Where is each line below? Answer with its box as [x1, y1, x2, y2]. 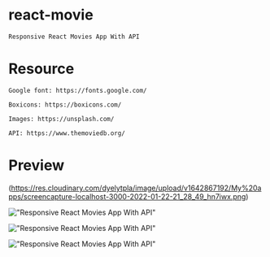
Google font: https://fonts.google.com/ [8, 86, 148, 94]
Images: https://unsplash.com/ [8, 115, 115, 123]
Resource [8, 59, 75, 78]
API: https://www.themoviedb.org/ [8, 128, 126, 137]
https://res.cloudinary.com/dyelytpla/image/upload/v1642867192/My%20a [11, 183, 262, 193]
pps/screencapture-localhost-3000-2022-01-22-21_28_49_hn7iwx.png [8, 191, 246, 201]
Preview [8, 156, 65, 175]
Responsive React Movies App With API [8, 33, 140, 41]
